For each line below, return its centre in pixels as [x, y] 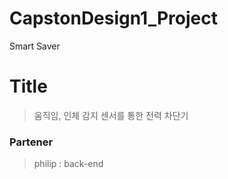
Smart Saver [35, 46]
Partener [31, 142]
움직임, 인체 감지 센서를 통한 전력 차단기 [111, 115]
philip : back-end [68, 164]
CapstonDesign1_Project [113, 18]
